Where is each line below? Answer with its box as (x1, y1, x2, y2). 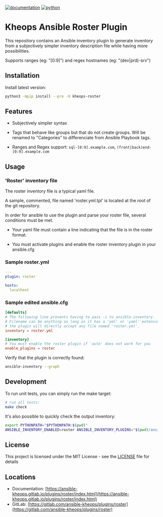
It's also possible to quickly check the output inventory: (5, 413, 115, 419)
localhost (9, 287, 29, 293)
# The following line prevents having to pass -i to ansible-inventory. (5, 315, 155, 320)
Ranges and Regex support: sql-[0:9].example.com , (12, 144, 116, 150)
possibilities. (5, 48, 30, 53)
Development (5, 377, 47, 386)
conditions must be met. (5, 217, 53, 223)
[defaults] (5, 310, 27, 315)
